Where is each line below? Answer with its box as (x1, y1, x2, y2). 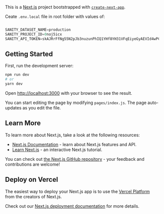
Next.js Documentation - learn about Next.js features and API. (12, 141, 137, 147)
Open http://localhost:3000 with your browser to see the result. (5, 90, 133, 96)
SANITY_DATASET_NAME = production (5, 27, 71, 32)
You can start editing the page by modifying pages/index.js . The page (5, 100, 147, 106)
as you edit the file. (22, 105, 61, 111)
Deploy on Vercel (5, 175, 59, 184)
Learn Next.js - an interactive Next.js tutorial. (12, 147, 102, 152)
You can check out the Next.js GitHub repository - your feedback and (5, 156, 145, 162)
